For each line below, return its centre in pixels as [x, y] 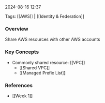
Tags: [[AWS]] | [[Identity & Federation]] [45, 16]
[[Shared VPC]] [34, 68]
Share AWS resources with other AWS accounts [53, 39]
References [19, 85]
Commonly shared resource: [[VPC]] [48, 62]
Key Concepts [22, 52]
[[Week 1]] [22, 96]
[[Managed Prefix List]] [42, 73]
